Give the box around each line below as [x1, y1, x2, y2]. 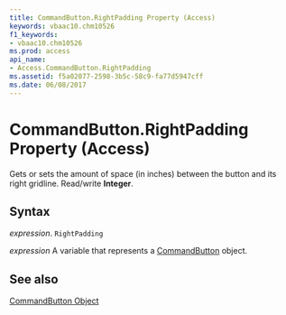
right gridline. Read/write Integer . [9, 178, 134, 189]
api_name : [9, 55, 47, 64]
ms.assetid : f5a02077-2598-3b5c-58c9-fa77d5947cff [9, 72, 204, 81]
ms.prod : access [9, 47, 70, 56]
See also [9, 272, 59, 287]
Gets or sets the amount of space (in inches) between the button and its [9, 168, 277, 179]
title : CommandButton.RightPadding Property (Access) [9, 13, 217, 23]
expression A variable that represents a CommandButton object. [9, 246, 248, 256]
